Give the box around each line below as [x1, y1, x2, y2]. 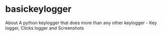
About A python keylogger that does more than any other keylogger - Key [5, 20, 157, 26]
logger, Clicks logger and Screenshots [5, 25, 84, 31]
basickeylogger [5, 3, 72, 15]
